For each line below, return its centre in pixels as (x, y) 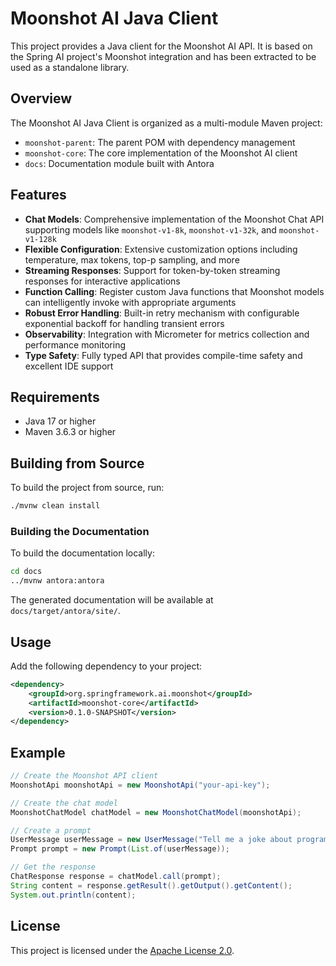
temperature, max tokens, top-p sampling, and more (132, 259)
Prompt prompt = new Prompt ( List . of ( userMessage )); (120, 849)
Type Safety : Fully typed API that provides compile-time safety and (163, 355)
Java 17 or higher (60, 421)
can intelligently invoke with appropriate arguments (130, 302)
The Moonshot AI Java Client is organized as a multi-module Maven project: (166, 123)
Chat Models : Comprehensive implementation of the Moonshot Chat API (174, 219)
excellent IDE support (69, 366)
